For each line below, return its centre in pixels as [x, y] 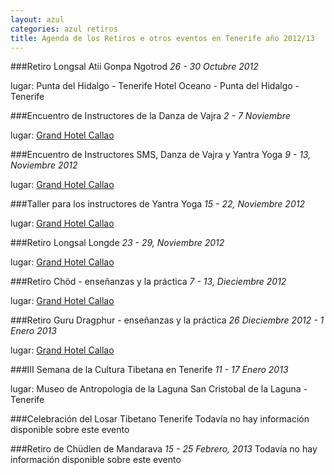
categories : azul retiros [64, 29]
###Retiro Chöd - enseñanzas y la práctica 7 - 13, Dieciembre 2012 [148, 282]
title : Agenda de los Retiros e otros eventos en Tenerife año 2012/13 [162, 38]
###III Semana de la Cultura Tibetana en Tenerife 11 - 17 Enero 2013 [149, 370]
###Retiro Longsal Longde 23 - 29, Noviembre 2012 [117, 243]
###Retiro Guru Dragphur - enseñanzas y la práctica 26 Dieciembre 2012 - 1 [167, 320]
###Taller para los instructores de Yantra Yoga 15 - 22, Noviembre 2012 [157, 204]
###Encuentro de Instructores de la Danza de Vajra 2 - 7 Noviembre [150, 116]
